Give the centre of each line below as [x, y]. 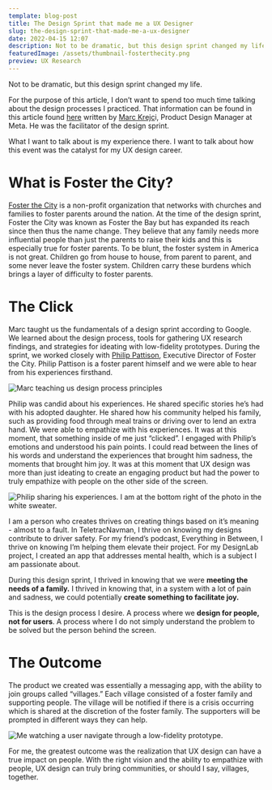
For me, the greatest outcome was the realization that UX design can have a [135, 751]
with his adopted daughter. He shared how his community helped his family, [135, 412]
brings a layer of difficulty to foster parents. [81, 274]
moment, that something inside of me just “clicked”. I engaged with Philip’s [132, 438]
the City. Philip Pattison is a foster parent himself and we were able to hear [133, 363]
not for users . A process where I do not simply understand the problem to [132, 621]
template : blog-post [43, 16]
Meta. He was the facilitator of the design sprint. [89, 126]
